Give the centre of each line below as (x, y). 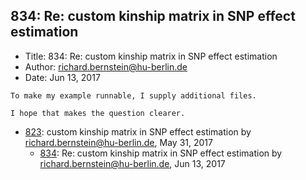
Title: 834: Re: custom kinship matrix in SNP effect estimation (151, 56)
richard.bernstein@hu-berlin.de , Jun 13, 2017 (132, 163)
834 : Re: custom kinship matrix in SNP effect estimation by (161, 153)
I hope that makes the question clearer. (98, 113)
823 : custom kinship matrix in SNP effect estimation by (138, 131)
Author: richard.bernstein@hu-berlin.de (106, 66)
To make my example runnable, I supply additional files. (133, 95)
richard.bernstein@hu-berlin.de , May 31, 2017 (118, 142)
